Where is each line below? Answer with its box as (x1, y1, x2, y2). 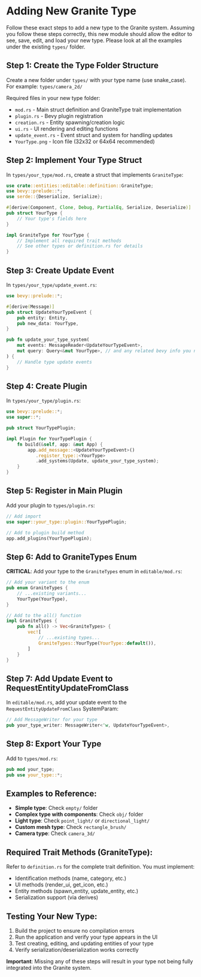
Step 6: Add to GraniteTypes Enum (6, 552, 137, 562)
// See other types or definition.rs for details (17, 243, 144, 249)
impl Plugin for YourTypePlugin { (6, 435, 93, 441)
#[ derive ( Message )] (6, 304, 55, 310)
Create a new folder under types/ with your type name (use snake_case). (6, 76, 187, 83)
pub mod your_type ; (6, 766, 55, 772)
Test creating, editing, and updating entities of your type (14, 940, 154, 947)
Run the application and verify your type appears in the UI (14, 933, 158, 940)
